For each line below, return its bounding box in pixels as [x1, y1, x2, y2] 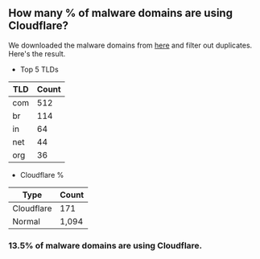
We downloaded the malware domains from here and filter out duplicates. [8, 40, 253, 50]
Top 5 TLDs [19, 64, 59, 74]
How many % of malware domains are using [8, 6, 233, 20]
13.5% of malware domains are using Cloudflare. [8, 240, 203, 251]
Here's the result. [8, 48, 66, 59]
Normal [12, 216, 40, 227]
